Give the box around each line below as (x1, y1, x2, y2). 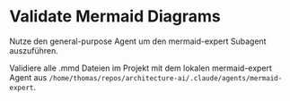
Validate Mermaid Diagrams (9, 6, 222, 27)
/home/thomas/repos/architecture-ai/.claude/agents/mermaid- (48, 73, 283, 82)
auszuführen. (9, 45, 58, 55)
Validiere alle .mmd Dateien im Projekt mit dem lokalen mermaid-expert (9, 63, 272, 73)
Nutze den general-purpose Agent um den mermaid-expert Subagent (9, 36, 267, 46)
